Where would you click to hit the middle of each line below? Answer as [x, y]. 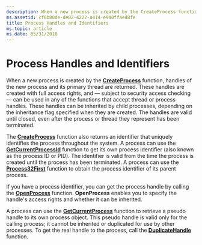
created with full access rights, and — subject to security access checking [99, 93]
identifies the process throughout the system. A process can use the [91, 143]
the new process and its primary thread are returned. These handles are [95, 87]
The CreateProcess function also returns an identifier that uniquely [90, 137]
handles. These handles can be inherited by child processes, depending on [99, 106]
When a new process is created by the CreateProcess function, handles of [99, 80]
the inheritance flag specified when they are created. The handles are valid [99, 112]
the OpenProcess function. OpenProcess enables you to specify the [92, 193]
